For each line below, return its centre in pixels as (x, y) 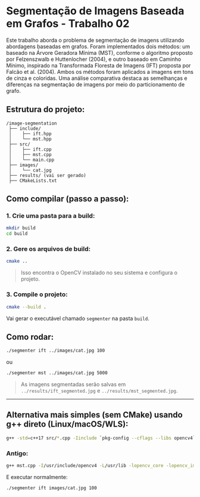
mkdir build (21, 228)
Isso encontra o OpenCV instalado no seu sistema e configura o (99, 273)
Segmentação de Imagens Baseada (95, 11)
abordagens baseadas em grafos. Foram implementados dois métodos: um (98, 46)
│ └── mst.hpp (30, 139)
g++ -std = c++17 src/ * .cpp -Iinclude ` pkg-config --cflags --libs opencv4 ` (101, 438)
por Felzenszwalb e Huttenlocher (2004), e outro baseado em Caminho (94, 59)
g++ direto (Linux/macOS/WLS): (67, 424)
